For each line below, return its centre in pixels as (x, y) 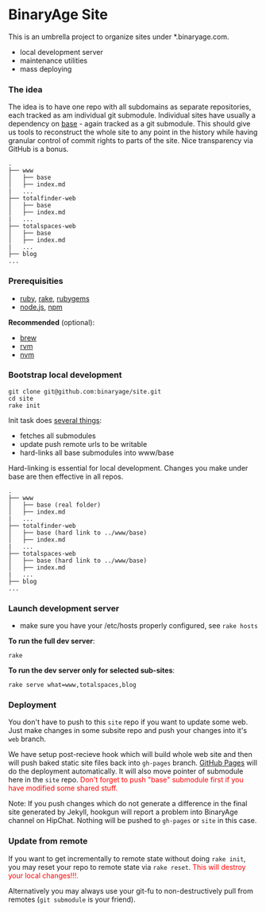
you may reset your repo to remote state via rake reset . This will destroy (127, 867)
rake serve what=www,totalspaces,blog (72, 685)
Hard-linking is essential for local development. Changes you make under (128, 468)
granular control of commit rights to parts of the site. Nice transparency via (131, 141)
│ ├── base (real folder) (55, 505)
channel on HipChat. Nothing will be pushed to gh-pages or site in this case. (133, 821)
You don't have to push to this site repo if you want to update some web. (128, 722)
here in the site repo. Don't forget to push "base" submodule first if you (126, 780)
